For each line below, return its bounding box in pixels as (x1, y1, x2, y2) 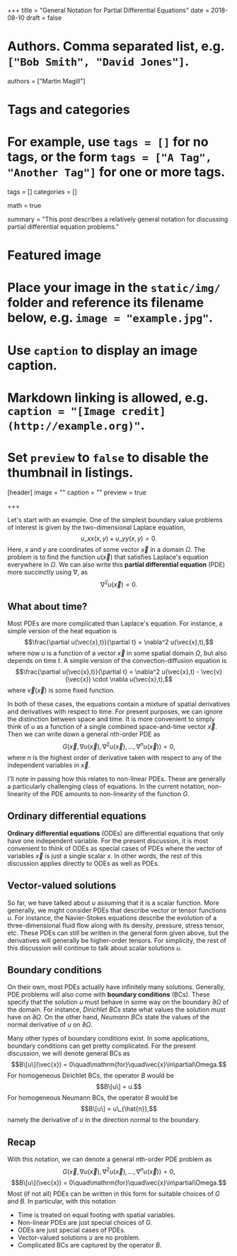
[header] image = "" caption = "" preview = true (7, 488, 146, 497)
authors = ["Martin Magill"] (7, 77, 86, 85)
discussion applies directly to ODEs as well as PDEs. (7, 859, 160, 867)
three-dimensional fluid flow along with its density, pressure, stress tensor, (7, 921, 225, 929)
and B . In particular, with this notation (7, 1196, 116, 1205)
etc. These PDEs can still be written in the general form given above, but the (7, 928, 229, 937)
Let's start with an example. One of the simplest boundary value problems (7, 515, 223, 524)
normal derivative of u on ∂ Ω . (7, 1020, 93, 1029)
